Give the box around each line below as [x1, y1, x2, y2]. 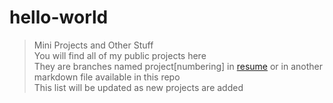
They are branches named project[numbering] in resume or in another [33, 60, 323, 72]
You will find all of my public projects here [33, 49, 207, 61]
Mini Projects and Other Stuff [33, 39, 154, 51]
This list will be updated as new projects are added [33, 81, 244, 93]
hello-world [9, 6, 109, 29]
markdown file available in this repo [33, 71, 181, 83]
